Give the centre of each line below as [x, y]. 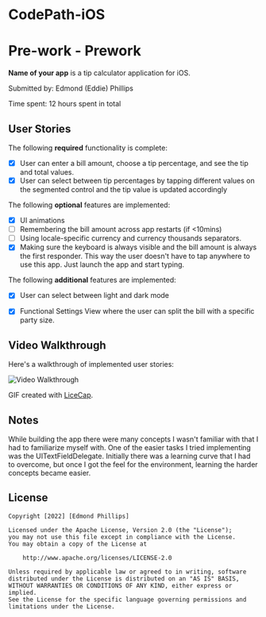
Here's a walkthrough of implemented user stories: [91, 364]
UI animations [42, 221]
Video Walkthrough [57, 345]
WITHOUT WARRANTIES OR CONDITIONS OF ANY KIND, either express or [120, 585]
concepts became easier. [50, 473]
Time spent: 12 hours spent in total [65, 104]
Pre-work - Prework [75, 51]
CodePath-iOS [57, 15]
